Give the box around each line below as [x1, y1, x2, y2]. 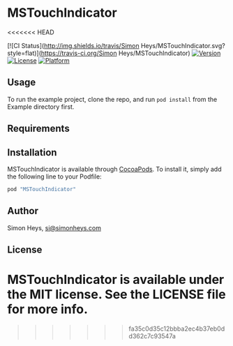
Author [7, 205, 38, 217]
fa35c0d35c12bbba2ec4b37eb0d [128, 324, 225, 333]
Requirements [7, 123, 70, 135]
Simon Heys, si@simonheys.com [7, 223, 101, 232]
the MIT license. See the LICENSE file [7, 287, 226, 303]
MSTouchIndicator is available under [7, 272, 225, 287]
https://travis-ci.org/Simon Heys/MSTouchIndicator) [40, 49, 190, 57]
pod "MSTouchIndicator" [7, 186, 77, 193]
